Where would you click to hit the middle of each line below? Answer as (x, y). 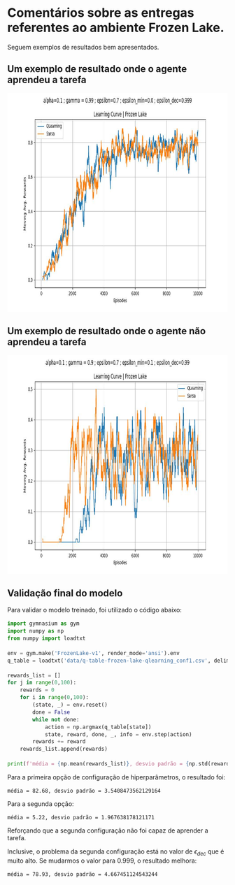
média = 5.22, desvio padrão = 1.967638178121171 (81, 817)
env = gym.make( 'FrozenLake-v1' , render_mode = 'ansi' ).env (93, 653)
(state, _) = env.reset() (70, 705)
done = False (51, 712)
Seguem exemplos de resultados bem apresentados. (83, 47)
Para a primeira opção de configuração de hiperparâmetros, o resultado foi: (116, 777)
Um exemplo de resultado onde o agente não (107, 331)
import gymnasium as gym (43, 624)
